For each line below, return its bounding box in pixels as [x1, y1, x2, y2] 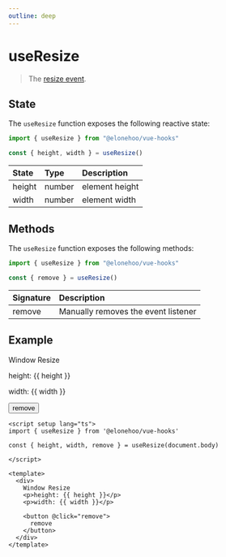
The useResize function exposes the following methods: [8, 243, 194, 253]
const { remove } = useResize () [8, 274, 117, 282]
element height [82, 181, 139, 192]
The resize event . [28, 74, 87, 84]
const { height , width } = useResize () [8, 149, 143, 158]
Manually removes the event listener [58, 305, 197, 317]
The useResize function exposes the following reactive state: [8, 119, 211, 128]
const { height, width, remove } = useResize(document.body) [8, 441, 220, 449]
